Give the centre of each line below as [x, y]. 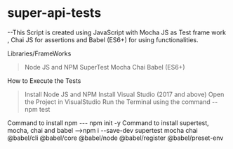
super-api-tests [54, 13]
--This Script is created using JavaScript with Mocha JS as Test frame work [117, 32]
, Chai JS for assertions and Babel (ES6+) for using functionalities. [103, 39]
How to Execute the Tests [44, 80]
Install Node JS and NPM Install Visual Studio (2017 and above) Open [124, 94]
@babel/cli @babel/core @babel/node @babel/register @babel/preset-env [115, 138]
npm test [37, 109]
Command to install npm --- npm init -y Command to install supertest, [108, 123]
